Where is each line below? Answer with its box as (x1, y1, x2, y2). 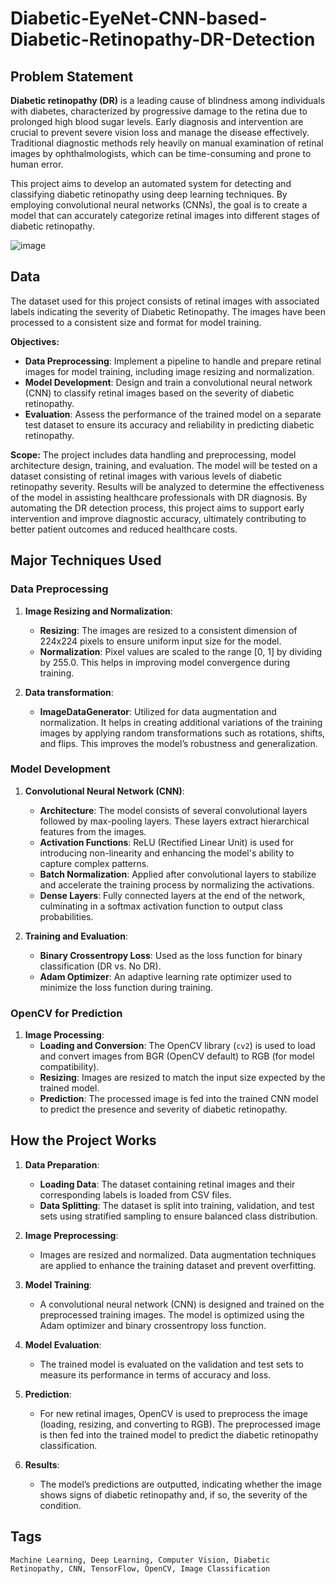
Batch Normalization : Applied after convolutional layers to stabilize (39, 868, 317, 880)
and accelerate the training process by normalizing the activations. (39, 878, 315, 891)
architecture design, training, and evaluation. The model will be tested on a (10, 459, 318, 471)
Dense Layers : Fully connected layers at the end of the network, (39, 889, 306, 901)
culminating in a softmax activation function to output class (39, 900, 283, 912)
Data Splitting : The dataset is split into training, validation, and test (39, 1199, 315, 1211)
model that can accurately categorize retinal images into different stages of (10, 210, 321, 221)
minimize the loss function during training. (39, 981, 214, 993)
